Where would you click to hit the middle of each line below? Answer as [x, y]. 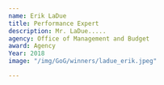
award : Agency [32, 46]
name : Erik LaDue [38, 16]
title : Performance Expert [54, 23]
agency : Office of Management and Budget [79, 38]
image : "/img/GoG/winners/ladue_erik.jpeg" [83, 62]
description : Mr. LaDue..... [57, 31]
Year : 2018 [27, 53]
